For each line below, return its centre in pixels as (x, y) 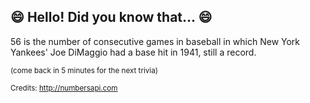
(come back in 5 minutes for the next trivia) (84, 70)
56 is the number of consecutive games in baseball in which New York (155, 41)
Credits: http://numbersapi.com (64, 88)
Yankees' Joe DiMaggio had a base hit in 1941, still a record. (133, 52)
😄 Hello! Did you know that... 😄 (111, 17)
